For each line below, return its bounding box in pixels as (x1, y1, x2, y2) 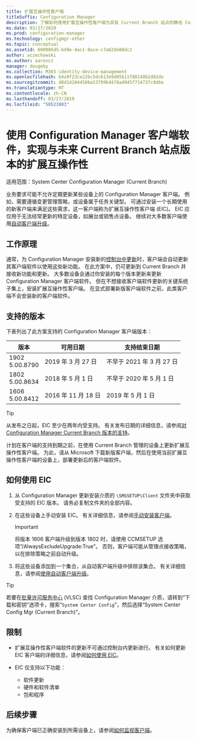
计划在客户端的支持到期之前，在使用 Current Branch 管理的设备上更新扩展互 (6, 441, 190, 449)
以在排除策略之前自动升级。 (14, 550, 82, 557)
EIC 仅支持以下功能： (14, 664, 66, 671)
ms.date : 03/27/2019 (6, 25, 57, 31)
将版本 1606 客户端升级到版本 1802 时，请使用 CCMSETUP (14, 535, 157, 542)
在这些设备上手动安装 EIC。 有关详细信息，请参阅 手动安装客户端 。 (14, 511, 175, 518)
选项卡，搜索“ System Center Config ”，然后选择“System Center (29, 601, 181, 608)
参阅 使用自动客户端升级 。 (30, 570, 92, 577)
